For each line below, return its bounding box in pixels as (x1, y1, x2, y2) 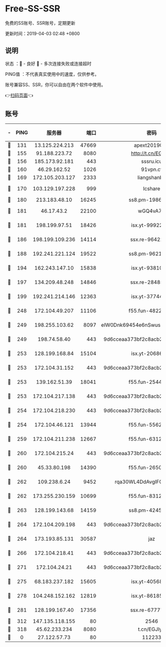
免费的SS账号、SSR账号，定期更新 (5, 20, 76, 26)
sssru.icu (141, 158, 163, 165)
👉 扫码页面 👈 (5, 92, 34, 98)
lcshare (143, 185, 161, 192)
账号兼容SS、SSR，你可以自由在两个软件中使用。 (5, 81, 106, 87)
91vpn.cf (141, 166, 163, 173)
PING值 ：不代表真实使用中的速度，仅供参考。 (5, 71, 99, 77)
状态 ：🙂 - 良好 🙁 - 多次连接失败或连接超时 (5, 60, 91, 66)
